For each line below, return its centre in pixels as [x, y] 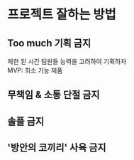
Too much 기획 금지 [49, 43]
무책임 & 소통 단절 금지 [54, 95]
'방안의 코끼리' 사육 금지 [57, 148]
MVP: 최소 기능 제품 [35, 70]
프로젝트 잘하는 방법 [62, 15]
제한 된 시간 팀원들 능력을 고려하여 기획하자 [67, 62]
